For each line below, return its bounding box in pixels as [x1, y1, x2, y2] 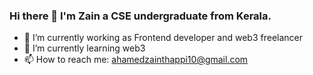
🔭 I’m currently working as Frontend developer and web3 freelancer [23, 32, 304, 44]
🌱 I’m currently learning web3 [23, 42, 146, 54]
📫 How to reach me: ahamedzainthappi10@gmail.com [23, 54, 249, 66]
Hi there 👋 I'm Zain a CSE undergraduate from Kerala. [9, 9, 272, 23]
